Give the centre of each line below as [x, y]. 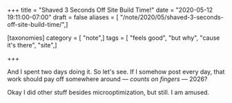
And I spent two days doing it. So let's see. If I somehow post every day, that [116, 72]
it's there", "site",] [32, 45]
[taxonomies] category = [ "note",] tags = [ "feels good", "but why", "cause [114, 38]
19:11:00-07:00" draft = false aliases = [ [63, 17]
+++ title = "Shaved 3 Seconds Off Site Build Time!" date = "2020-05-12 [110, 10]
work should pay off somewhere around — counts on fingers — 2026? [107, 79]
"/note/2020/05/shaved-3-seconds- [172, 17]
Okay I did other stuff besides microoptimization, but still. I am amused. [108, 92]
